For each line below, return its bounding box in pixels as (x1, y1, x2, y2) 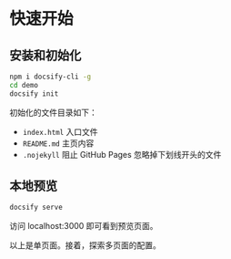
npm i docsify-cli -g (9, 72, 92, 81)
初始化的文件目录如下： (9, 107, 97, 118)
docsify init (9, 88, 59, 98)
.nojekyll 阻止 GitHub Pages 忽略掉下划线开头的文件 (22, 149, 222, 160)
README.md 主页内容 (22, 138, 95, 149)
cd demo (9, 80, 39, 89)
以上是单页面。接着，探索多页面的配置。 (9, 240, 161, 251)
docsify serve (9, 202, 64, 212)
